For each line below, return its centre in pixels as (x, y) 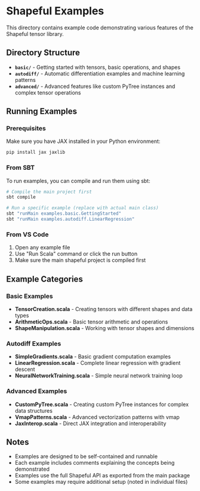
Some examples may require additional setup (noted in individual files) (101, 482)
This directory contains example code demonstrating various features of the (100, 28)
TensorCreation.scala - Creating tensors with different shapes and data (104, 309)
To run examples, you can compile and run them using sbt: (78, 181)
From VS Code (27, 234)
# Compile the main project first (49, 192)
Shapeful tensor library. (35, 33)
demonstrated (32, 469)
